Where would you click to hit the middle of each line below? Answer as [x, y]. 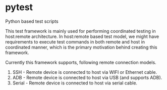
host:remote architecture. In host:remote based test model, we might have [82, 36]
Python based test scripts [32, 21]
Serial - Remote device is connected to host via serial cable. [75, 83]
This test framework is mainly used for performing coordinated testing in [81, 31]
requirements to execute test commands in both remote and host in [75, 41]
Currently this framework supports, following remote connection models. [81, 62]
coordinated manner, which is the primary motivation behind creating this [81, 47]
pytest [19, 7]
